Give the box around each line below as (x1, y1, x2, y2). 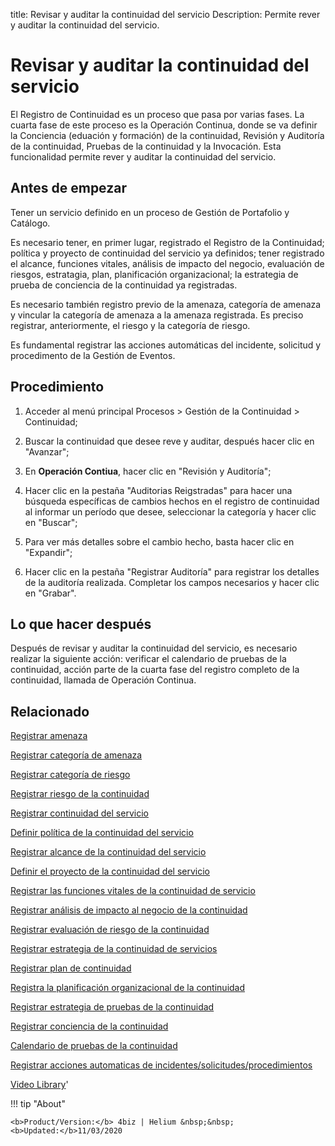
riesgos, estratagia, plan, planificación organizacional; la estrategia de (10, 268, 299, 280)
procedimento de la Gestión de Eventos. (10, 349, 176, 361)
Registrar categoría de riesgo (10, 769, 131, 781)
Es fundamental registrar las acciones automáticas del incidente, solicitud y (10, 339, 322, 351)
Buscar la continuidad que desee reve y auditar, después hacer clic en (24, 435, 315, 447)
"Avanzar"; (24, 445, 70, 458)
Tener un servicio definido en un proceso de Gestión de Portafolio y (10, 206, 290, 218)
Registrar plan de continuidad (10, 962, 132, 974)
